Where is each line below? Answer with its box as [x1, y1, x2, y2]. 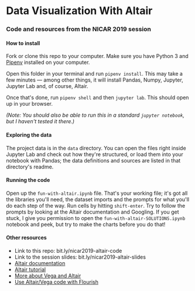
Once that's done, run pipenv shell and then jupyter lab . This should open [6, 94, 189, 101]
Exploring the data [6, 131, 52, 138]
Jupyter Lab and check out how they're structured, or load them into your [6, 151, 183, 158]
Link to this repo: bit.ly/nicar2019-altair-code [14, 247, 122, 254]
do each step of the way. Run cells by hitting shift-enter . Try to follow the [6, 202, 186, 209]
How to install [6, 39, 40, 46]
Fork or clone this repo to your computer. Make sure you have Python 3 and [6, 53, 189, 60]
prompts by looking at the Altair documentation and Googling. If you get [6, 208, 179, 215]
